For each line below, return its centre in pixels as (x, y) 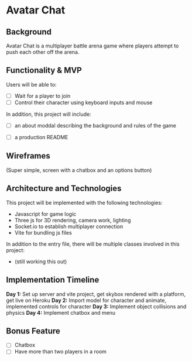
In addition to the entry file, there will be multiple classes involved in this (93, 244)
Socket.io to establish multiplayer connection (69, 226)
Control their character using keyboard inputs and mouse (83, 102)
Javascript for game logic (45, 214)
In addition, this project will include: (49, 114)
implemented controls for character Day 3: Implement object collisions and (96, 306)
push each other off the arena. (43, 52)
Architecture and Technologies (64, 189)
